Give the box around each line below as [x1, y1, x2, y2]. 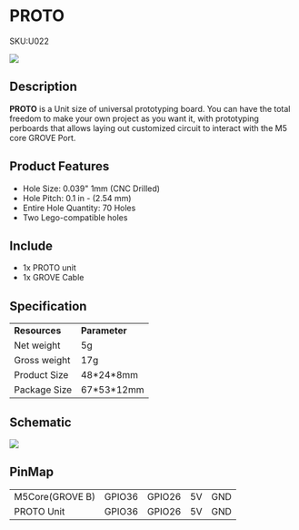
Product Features [9, 158, 110, 174]
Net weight [14, 339, 61, 352]
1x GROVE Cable [22, 272, 85, 283]
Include [9, 238, 53, 253]
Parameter [80, 324, 127, 337]
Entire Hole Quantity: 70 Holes [22, 202, 136, 213]
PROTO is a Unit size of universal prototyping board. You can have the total [9, 103, 291, 114]
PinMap [9, 464, 55, 480]
